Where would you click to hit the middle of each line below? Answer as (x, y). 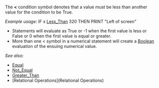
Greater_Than (26, 75)
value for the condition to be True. (39, 12)
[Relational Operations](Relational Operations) (58, 80)
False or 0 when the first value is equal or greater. (62, 36)
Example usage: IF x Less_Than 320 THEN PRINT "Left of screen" (71, 22)
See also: (14, 56)
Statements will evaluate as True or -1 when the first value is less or (79, 31)
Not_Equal (22, 70)
